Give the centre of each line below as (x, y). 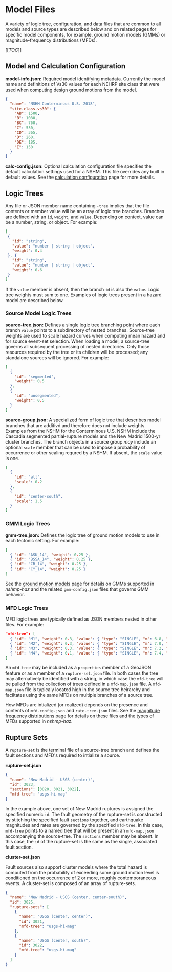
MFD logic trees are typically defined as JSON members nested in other (81, 619)
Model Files (30, 10)
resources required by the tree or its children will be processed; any (77, 352)
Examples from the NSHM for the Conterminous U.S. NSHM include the (80, 431)
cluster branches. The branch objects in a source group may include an (81, 441)
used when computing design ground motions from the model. (71, 90)
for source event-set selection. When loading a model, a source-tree (78, 341)
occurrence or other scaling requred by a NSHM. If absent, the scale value (84, 453)
